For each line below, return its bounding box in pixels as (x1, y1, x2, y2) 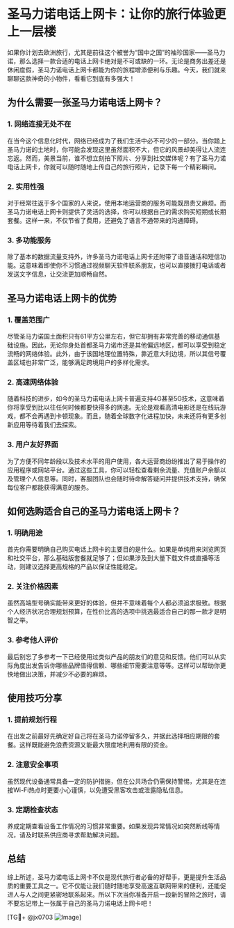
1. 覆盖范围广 (7, 315, 50, 325)
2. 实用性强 (7, 182, 44, 192)
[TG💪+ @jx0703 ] (7, 913, 82, 921)
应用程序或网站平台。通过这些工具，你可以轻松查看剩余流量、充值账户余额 (7, 465, 220, 474)
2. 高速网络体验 (7, 377, 59, 387)
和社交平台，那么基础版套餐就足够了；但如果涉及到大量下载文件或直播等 (7, 554, 214, 562)
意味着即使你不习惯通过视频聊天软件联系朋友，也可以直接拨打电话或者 (25, 261, 226, 270)
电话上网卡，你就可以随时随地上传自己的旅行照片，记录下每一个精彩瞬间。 (7, 162, 220, 171)
